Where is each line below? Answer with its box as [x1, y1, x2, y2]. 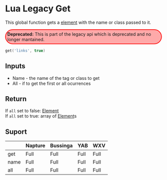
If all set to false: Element [5, 108, 59, 114]
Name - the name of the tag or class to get [12, 75, 100, 81]
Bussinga [50, 142, 73, 149]
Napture [25, 142, 46, 149]
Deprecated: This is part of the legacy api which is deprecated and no [7, 31, 152, 37]
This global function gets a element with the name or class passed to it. [5, 19, 152, 25]
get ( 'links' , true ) [5, 48, 46, 53]
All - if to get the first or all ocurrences [12, 80, 91, 86]
